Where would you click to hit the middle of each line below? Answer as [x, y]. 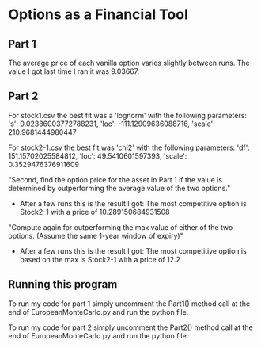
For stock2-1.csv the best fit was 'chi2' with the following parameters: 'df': [129, 147]
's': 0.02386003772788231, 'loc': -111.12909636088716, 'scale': [112, 124]
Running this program [63, 284]
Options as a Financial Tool [98, 15]
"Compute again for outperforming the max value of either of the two [121, 227]
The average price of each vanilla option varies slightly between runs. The [129, 63]
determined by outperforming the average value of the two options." [119, 188]
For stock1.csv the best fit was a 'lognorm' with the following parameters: [128, 115]
